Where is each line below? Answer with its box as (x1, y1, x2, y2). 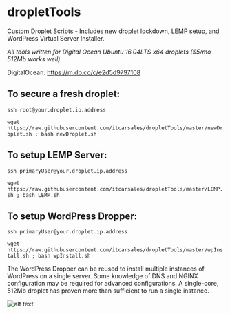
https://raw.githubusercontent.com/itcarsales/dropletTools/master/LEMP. (7, 185, 224, 193)
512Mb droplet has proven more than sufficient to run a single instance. (7, 286, 209, 295)
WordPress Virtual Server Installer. (7, 34, 105, 42)
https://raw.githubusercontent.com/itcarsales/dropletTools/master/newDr (7, 125, 224, 132)
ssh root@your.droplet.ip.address (7, 106, 107, 114)
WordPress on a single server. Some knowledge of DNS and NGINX (7, 272, 198, 280)
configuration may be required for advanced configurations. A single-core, (7, 280, 219, 288)
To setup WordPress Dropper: (7, 210, 138, 222)
